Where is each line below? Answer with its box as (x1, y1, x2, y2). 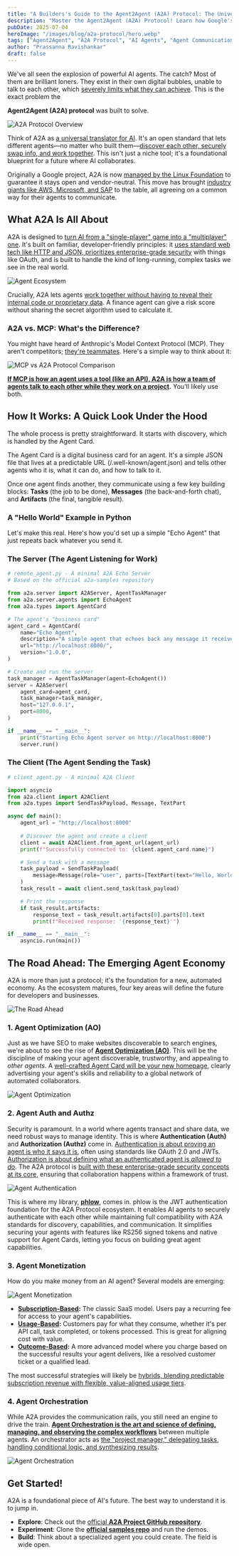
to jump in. (7, 1504, 38, 1512)
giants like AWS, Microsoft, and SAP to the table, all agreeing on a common (7, 185, 228, 194)
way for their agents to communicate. (7, 193, 117, 202)
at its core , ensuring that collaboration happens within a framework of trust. (7, 1169, 229, 1179)
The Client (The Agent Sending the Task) (7, 758, 152, 768)
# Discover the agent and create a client (20, 832, 148, 840)
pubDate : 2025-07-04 (7, 24, 69, 31)
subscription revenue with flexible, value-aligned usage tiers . (7, 1379, 186, 1387)
